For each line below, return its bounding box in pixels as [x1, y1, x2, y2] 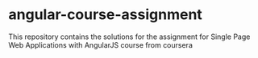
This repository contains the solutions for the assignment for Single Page [8, 32, 251, 41]
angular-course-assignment [8, 6, 203, 24]
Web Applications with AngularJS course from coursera [8, 40, 193, 49]
